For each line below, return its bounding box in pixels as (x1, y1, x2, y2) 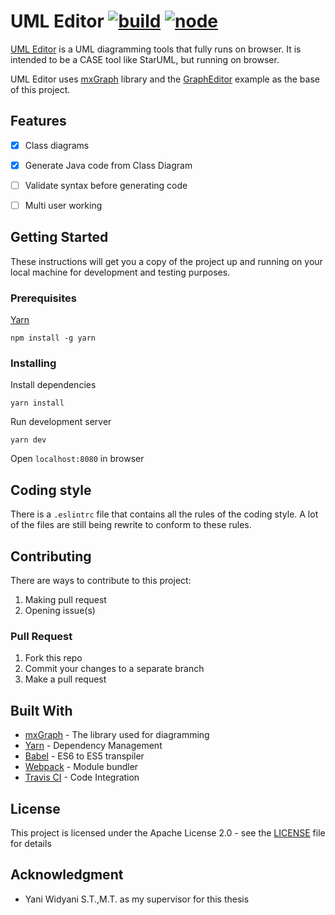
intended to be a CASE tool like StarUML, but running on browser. (10, 53, 280, 65)
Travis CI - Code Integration (24, 771, 140, 784)
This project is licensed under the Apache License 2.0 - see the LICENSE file (10, 826, 326, 839)
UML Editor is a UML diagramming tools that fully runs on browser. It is (10, 43, 302, 55)
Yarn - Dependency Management (24, 740, 163, 752)
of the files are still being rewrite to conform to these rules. (10, 519, 252, 531)
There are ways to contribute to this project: (10, 575, 192, 587)
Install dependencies (10, 379, 97, 391)
